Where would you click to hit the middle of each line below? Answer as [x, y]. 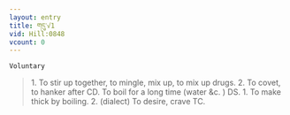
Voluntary [27, 66]
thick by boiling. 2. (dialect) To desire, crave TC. [118, 102]
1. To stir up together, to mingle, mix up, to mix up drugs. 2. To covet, [156, 83]
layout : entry [35, 17]
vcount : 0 [27, 42]
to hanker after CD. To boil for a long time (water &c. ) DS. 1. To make [156, 92]
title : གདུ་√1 [32, 26]
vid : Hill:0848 [37, 34]
